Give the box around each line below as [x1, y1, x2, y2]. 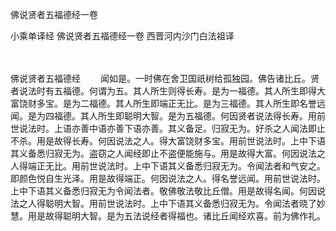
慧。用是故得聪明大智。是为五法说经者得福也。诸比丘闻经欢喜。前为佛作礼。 [10, 210, 326, 222]
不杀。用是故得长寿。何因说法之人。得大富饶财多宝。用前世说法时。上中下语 [10, 135, 326, 147]
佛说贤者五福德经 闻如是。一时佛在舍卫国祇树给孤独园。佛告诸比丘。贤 [10, 73, 320, 84]
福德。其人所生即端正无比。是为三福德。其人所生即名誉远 [88, 98, 326, 109]
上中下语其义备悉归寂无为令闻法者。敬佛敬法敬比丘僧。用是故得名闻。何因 [10, 185, 317, 197]
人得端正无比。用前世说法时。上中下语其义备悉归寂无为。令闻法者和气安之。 [10, 160, 326, 172]
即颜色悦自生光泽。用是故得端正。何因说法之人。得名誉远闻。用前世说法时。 [10, 173, 326, 184]
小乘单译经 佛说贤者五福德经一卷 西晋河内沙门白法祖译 [10, 30, 235, 42]
